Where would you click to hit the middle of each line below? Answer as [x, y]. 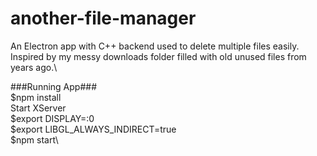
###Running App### [54, 86]
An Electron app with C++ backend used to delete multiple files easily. [155, 46]
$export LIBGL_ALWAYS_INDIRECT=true [93, 129]
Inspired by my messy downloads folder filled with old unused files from [158, 56]
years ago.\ [34, 67]
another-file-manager [103, 18]
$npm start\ [34, 139]
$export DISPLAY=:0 [52, 118]
